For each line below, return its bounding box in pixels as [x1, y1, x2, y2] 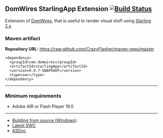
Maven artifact [5, 35, 40, 42]
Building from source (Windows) [12, 118, 77, 123]
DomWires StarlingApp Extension [5, 5, 109, 13]
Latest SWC [12, 122, 36, 129]
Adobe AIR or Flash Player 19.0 [12, 103, 74, 109]
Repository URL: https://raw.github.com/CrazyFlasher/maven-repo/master [5, 46, 154, 52]
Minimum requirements [5, 93, 62, 100]
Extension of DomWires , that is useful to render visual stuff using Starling [5, 17, 151, 23]
